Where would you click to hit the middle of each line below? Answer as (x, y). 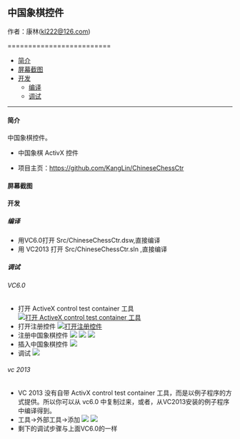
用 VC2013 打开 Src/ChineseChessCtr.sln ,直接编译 (92, 249)
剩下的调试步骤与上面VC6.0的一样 (67, 428)
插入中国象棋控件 (43, 344)
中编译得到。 (36, 410)
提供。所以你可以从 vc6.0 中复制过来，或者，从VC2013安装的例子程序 (127, 401)
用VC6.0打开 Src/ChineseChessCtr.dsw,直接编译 (89, 241)
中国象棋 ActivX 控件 (48, 153)
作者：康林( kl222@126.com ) (49, 31)
